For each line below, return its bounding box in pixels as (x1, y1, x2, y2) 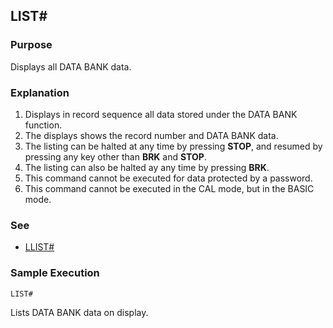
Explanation (10, 85, 70, 99)
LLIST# (24, 241, 55, 253)
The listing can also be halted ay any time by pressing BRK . (24, 161, 270, 173)
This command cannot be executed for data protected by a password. (24, 172, 313, 184)
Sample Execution (10, 266, 100, 280)
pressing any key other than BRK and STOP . (24, 150, 207, 163)
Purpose (10, 38, 53, 52)
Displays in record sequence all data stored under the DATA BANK (24, 108, 298, 120)
